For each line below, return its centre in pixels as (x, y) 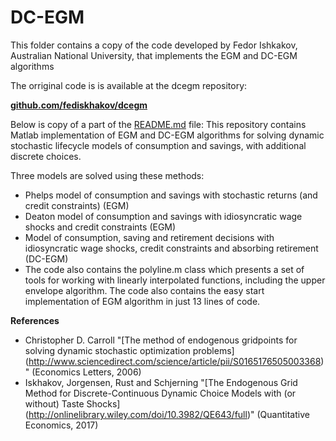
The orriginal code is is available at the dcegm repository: (129, 85)
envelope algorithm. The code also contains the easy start (144, 290)
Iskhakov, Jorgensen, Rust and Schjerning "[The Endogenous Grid (161, 382)
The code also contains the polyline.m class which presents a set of (164, 269)
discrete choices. (46, 156)
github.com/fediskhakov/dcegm (79, 105)
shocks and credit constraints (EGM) (100, 227)
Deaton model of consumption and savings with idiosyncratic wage (163, 216)
